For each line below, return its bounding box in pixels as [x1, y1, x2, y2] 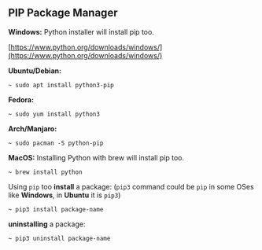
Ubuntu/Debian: [8, 66, 61, 75]
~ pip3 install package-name [8, 205, 104, 213]
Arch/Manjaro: [8, 123, 57, 133]
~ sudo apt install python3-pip [8, 81, 114, 89]
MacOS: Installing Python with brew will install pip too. [8, 153, 185, 162]
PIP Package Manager [8, 6, 118, 20]
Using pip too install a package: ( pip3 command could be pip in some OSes [8, 182, 254, 191]
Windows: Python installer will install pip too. [8, 27, 155, 36]
